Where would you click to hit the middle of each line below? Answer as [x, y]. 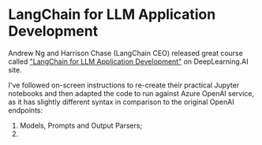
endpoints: [26, 110]
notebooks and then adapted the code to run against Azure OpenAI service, [131, 93]
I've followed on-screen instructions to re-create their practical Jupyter [124, 85]
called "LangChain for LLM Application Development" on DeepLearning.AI [128, 61]
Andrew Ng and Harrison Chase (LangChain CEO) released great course [125, 53]
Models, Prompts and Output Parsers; [81, 125]
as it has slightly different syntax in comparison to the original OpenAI [121, 102]
